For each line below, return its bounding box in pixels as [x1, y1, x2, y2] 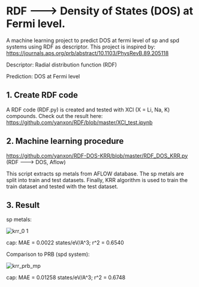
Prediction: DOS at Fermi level [6, 72, 80, 80]
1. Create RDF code [6, 90, 79, 100]
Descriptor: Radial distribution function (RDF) [6, 61, 117, 68]
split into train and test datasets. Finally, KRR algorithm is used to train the [6, 176, 188, 183]
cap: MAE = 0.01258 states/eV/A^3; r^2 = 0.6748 [6, 274, 126, 281]
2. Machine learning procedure [6, 136, 124, 146]
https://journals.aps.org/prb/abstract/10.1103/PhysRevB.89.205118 [6, 49, 169, 56]
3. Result [6, 200, 40, 210]
